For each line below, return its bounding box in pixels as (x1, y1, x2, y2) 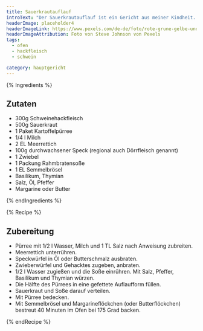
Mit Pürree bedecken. (14, 294, 69, 301)
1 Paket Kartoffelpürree (14, 127, 72, 135)
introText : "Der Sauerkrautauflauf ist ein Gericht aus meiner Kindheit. (6, 14, 196, 21)
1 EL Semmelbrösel (14, 166, 62, 173)
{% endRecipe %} (6, 318, 51, 326)
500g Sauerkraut (14, 121, 57, 129)
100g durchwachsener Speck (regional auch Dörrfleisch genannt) (14, 147, 178, 154)
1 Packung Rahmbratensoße (14, 159, 85, 167)
